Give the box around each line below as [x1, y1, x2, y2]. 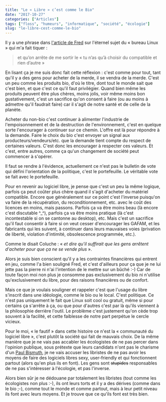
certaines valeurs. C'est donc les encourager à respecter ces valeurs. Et [5, 143, 153, 149]
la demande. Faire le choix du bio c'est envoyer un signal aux [5, 132, 130, 138]
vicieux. [5, 319, 21, 325]
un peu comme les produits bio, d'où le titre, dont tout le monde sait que [5, 80, 153, 86]
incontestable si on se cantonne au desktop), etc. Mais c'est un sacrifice [5, 215, 154, 221]
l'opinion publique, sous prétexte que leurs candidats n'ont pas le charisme [5, 344, 159, 350]
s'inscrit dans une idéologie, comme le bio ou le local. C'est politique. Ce [5, 292, 154, 298]
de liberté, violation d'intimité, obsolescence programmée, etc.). [5, 231, 136, 237]
